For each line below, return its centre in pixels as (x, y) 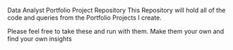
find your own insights (40, 39)
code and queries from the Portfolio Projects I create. (85, 18)
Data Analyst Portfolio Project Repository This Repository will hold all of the (116, 10)
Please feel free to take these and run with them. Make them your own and (116, 31)
